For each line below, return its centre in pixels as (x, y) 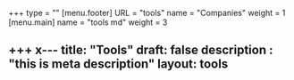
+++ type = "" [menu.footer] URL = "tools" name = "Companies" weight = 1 (147, 13)
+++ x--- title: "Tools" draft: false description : (141, 50)
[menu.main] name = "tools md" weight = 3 (88, 22)
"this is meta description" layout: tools (118, 64)
